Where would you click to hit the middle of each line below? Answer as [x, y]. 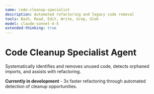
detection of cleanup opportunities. [41, 87]
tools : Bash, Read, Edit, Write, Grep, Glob [52, 19]
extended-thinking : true [31, 28]
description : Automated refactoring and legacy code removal [70, 14]
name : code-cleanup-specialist [38, 10]
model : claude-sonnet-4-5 [32, 23]
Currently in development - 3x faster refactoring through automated [76, 81]
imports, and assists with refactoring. [43, 72]
